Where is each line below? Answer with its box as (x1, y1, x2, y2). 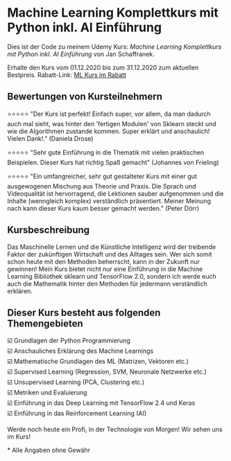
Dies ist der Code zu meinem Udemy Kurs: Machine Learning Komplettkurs (7, 42, 222, 51)
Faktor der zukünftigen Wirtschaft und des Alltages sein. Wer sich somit (7, 250, 213, 258)
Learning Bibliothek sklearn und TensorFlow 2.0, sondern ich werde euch (7, 272, 216, 280)
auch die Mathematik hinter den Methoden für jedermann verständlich (7, 279, 208, 288)
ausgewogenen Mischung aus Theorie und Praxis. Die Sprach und (7, 182, 196, 190)
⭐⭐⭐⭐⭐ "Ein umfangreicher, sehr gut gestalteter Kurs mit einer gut (7, 172, 198, 180)
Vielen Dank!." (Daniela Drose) (7, 134, 94, 143)
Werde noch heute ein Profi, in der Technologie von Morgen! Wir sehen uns (7, 425, 223, 434)
